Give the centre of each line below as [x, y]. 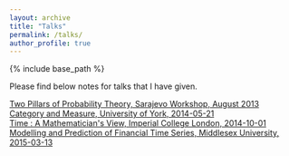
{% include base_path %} [57, 69]
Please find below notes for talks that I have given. [103, 86]
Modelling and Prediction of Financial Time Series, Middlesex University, [144, 133]
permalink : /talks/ [46, 34]
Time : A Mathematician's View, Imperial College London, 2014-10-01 [138, 123]
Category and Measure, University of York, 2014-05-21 [112, 113]
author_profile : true [50, 43]
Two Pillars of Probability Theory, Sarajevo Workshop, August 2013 [135, 104]
